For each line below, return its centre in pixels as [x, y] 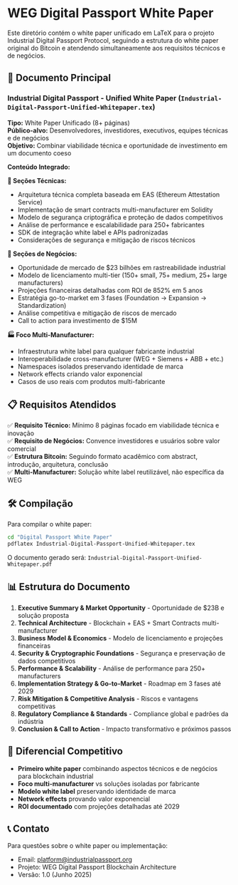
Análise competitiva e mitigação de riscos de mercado [97, 313]
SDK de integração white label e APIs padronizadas [93, 232]
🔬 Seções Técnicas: [37, 180]
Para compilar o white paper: [50, 524]
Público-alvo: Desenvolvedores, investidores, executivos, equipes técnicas [118, 130]
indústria [31, 721]
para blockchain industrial [55, 776]
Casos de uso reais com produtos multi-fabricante [91, 381]
